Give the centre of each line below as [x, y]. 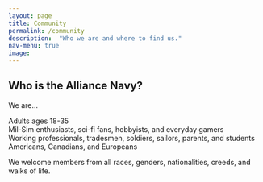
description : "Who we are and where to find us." [95, 38]
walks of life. [29, 171]
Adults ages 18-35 [39, 121]
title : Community [38, 23]
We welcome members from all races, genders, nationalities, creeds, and [130, 162]
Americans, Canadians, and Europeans [73, 147]
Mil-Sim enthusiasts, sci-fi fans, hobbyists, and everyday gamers [116, 129]
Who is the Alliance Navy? [76, 86]
